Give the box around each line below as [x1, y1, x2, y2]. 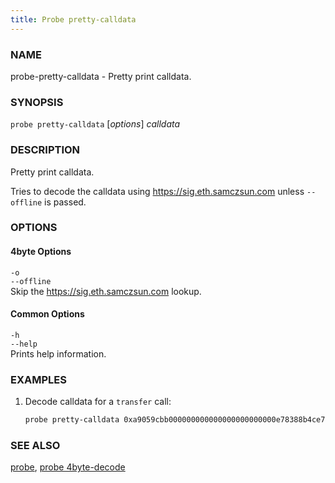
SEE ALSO [10, 438, 61, 452]
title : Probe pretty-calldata [10, 14, 137, 25]
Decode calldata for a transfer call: [24, 396, 172, 408]
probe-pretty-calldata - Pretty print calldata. [10, 70, 192, 82]
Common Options [10, 308, 85, 320]
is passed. [44, 196, 87, 208]
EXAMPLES [10, 372, 67, 386]
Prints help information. [10, 347, 107, 360]
